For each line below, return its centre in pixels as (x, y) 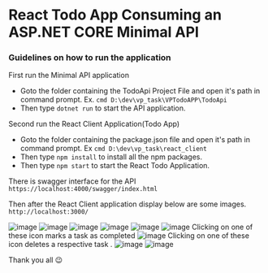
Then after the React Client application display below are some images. (128, 204)
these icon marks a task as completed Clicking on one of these (129, 236)
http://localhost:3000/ (49, 212)
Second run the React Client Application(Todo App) (94, 124)
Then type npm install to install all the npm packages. (111, 157)
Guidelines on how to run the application (90, 58)
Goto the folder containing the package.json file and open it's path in (135, 140)
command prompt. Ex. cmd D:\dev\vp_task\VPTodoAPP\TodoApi (123, 100)
